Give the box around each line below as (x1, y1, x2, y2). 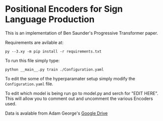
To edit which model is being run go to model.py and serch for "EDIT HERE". (5, 90, 159, 96)
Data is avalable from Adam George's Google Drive (5, 110, 108, 116)
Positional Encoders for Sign (5, 3, 123, 15)
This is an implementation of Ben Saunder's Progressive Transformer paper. (5, 30, 158, 36)
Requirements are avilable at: (5, 39, 64, 45)
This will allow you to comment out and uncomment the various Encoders (5, 96, 153, 101)
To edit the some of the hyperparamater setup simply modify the (5, 75, 136, 81)
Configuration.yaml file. (5, 81, 53, 87)
